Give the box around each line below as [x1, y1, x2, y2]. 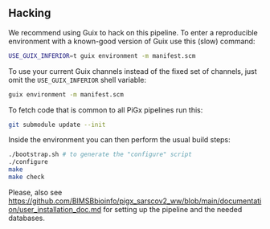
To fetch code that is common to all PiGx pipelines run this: [8, 104, 203, 115]
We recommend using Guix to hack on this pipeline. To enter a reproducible [8, 27, 259, 37]
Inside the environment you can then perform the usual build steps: [8, 135, 231, 145]
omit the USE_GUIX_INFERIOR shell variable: [8, 75, 147, 84]
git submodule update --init [8, 121, 106, 129]
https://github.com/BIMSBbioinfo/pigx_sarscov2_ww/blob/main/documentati [8, 196, 262, 206]
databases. [8, 213, 46, 223]
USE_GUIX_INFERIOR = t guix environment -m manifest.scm [8, 51, 196, 59]
